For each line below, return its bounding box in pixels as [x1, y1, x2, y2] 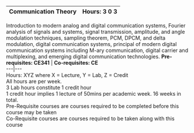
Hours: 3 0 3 [82, 8, 118, 15]
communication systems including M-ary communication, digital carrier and [6, 47, 189, 54]
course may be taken [6, 109, 57, 116]
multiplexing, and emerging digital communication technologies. [6, 53, 160, 60]
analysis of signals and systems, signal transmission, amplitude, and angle [6, 29, 185, 35]
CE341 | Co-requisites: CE [33, 60, 98, 66]
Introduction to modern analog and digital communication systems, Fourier [6, 22, 186, 29]
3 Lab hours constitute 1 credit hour [6, 84, 92, 91]
